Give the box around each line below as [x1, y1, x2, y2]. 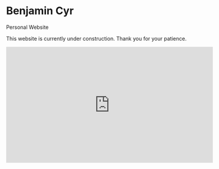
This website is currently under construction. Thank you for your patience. [6, 35, 187, 42]
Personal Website [6, 24, 49, 31]
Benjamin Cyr [6, 4, 74, 18]
